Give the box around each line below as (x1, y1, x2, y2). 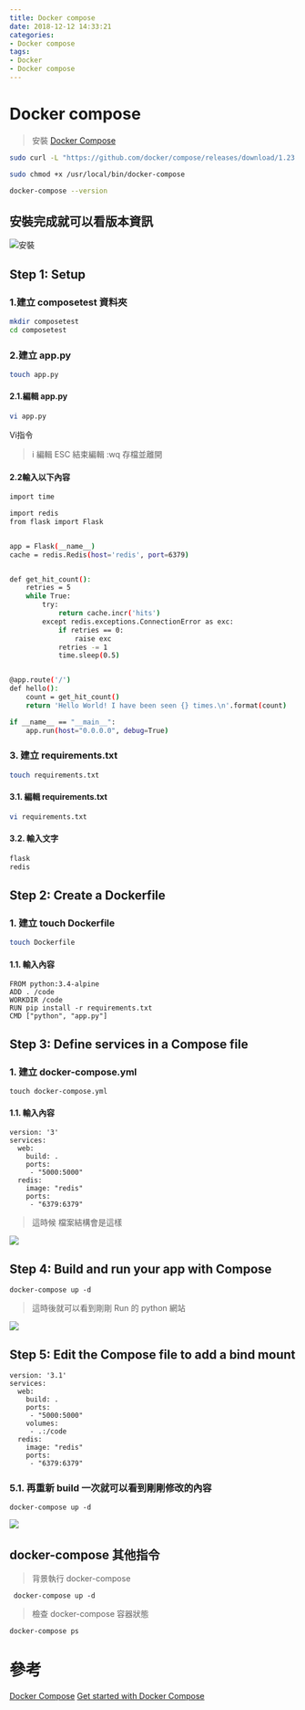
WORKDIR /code (9, 996, 64, 1005)
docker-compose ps (9, 1627, 79, 1636)
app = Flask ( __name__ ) (9, 541, 96, 551)
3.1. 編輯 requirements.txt (9, 792, 107, 803)
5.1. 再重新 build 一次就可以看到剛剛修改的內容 (9, 1481, 212, 1494)
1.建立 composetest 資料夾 (9, 296, 127, 309)
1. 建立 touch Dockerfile (9, 917, 116, 929)
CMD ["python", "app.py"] (9, 1012, 107, 1021)
